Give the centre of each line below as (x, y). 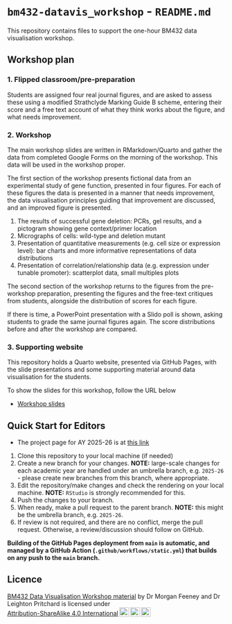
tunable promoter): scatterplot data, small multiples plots (98, 272)
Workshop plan (41, 60)
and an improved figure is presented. (60, 208)
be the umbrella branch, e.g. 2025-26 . (70, 515)
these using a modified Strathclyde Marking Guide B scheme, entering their (115, 102)
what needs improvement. (44, 117)
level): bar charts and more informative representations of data (107, 251)
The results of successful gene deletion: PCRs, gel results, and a (109, 221)
